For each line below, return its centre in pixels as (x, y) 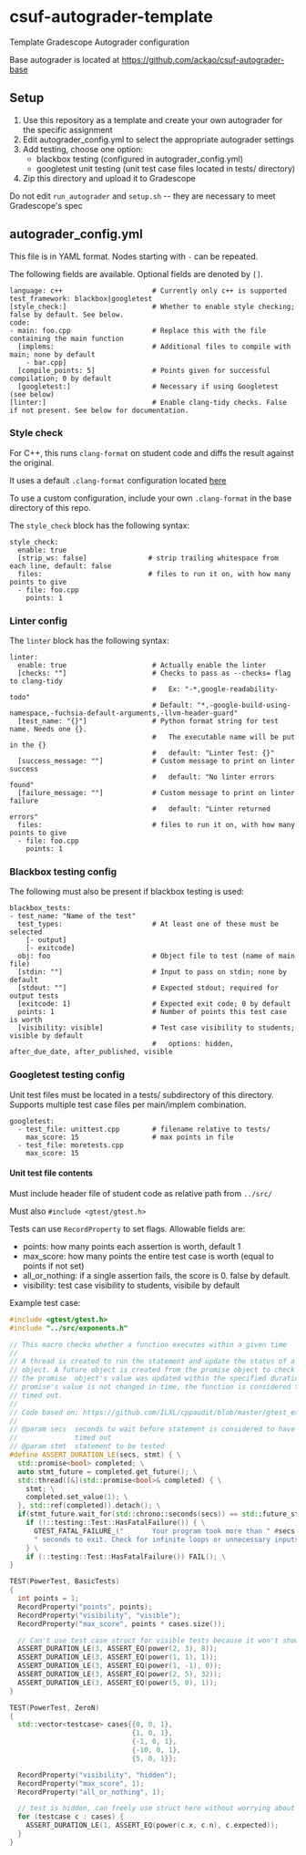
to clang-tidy (36, 681)
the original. (32, 462)
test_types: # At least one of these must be (148, 924)
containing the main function (67, 338)
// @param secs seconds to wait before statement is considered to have (153, 1429)
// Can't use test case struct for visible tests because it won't (148, 1640)
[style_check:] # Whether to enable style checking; (153, 306)
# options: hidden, (193, 1044)
